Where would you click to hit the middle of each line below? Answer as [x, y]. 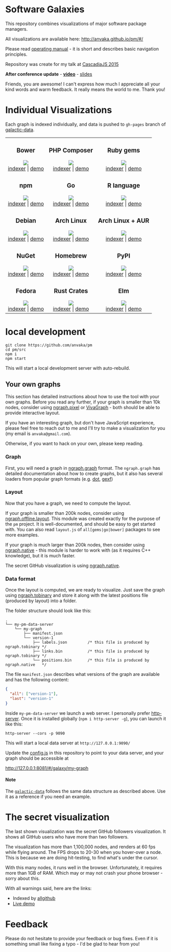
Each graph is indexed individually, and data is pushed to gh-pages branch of [86, 124]
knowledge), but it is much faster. [40, 555]
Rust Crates [71, 291]
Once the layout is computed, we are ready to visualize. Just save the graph [85, 590]
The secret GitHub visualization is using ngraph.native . [63, 565]
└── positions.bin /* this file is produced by [91, 661]
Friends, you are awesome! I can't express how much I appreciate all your [83, 84]
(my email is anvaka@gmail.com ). [38, 434]
